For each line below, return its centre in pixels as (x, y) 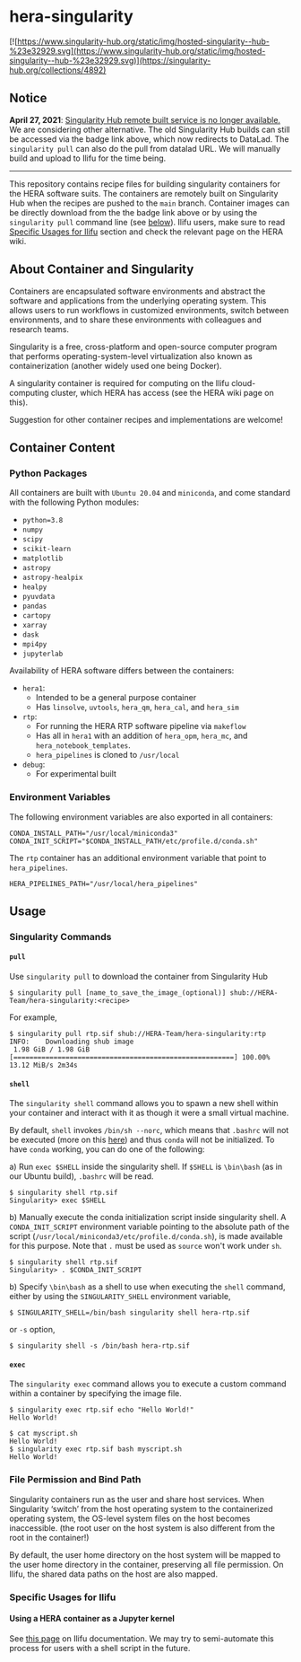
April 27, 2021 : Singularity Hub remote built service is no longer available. (145, 119)
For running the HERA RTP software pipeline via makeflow (141, 726)
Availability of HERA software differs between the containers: (122, 671)
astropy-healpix (52, 578)
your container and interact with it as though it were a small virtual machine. (149, 1113)
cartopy (36, 616)
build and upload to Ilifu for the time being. (88, 158)
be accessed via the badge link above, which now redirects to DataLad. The (149, 139)
